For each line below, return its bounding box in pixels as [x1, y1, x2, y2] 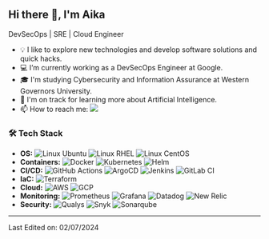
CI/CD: [19, 165, 43, 176]
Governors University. [19, 86, 92, 96]
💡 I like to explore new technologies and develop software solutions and [19, 45, 258, 54]
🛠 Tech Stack [8, 127, 63, 138]
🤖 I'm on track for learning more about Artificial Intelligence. [19, 94, 218, 104]
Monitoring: [19, 191, 61, 201]
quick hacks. [19, 54, 62, 63]
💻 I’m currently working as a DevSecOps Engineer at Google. [19, 62, 223, 72]
